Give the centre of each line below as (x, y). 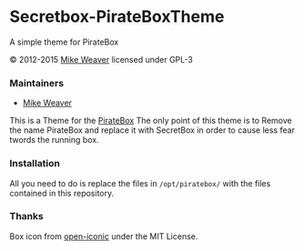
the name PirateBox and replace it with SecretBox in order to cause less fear (152, 130)
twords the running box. (54, 140)
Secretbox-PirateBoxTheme (117, 17)
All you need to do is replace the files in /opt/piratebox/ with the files (140, 183)
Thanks (26, 216)
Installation (35, 164)
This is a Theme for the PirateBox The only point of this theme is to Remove (151, 121)
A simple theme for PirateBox (64, 42)
